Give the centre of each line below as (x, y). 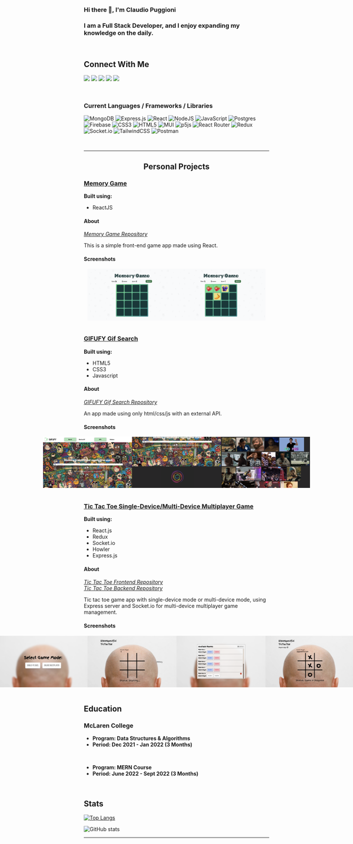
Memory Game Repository (116, 234)
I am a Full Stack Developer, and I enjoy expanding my (162, 25)
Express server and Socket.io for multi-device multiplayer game (161, 606)
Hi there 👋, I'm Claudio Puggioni (130, 9)
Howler (101, 549)
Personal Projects (176, 166)
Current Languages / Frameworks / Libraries (148, 105)
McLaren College (109, 725)
